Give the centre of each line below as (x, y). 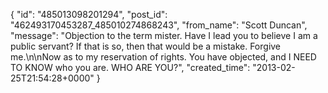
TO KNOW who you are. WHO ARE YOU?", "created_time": (130, 67)
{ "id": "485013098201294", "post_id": (89, 14)
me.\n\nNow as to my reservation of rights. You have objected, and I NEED (163, 57)
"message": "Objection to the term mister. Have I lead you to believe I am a (164, 35)
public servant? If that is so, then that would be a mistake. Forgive (146, 46)
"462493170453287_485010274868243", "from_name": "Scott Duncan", (159, 25)
